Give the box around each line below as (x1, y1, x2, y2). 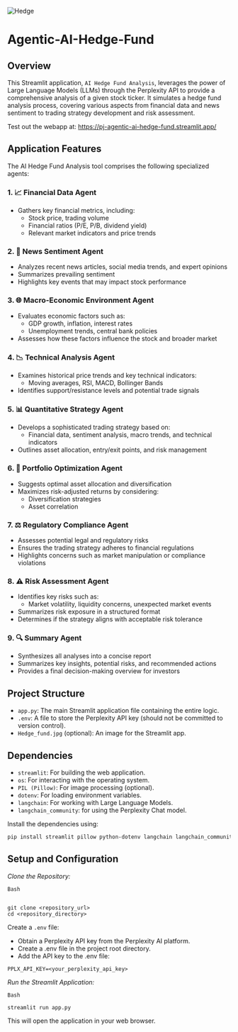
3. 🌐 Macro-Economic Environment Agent (7, 295, 154, 305)
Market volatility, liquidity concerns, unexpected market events (28, 600, 212, 609)
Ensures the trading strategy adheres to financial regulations (17, 543, 195, 552)
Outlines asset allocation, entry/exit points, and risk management (17, 445, 208, 454)
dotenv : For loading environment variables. (17, 791, 142, 799)
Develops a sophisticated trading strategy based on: (17, 423, 171, 432)
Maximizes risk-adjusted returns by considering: (17, 487, 159, 496)
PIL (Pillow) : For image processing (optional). (17, 784, 154, 792)
